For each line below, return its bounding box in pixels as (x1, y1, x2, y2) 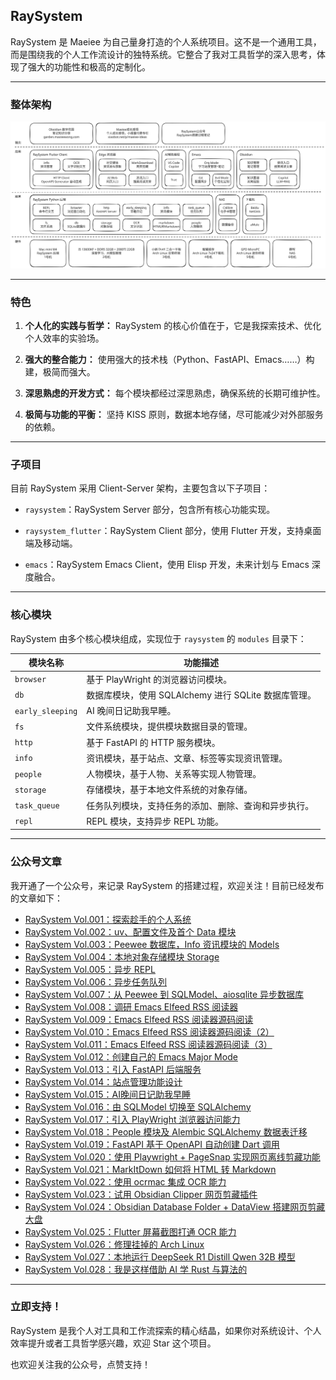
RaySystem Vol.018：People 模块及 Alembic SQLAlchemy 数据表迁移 (24, 1125, 308, 1138)
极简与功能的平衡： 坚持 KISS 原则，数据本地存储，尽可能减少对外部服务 (24, 409, 324, 421)
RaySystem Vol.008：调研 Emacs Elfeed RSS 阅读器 (24, 1000, 239, 1013)
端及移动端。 (24, 537, 78, 549)
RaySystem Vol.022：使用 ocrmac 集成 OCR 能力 (24, 1175, 227, 1188)
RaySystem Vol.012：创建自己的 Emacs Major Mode (24, 1050, 238, 1063)
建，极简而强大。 (24, 366, 96, 378)
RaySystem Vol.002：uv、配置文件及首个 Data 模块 (24, 925, 237, 938)
